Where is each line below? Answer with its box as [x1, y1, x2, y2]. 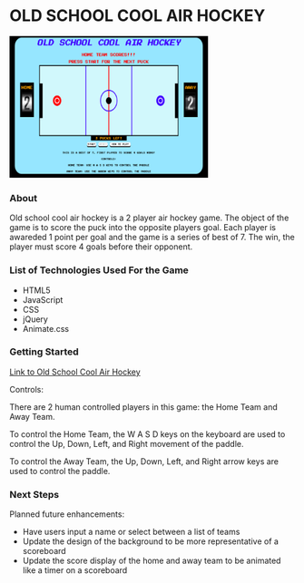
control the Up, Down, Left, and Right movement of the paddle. [9, 438, 244, 449]
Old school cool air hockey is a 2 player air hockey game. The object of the [9, 212, 289, 223]
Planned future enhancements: [9, 509, 125, 520]
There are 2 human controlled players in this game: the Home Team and [9, 401, 279, 413]
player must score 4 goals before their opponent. [9, 241, 193, 252]
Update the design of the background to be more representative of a [22, 536, 279, 547]
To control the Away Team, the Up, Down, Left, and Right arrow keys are [9, 455, 279, 467]
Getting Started [9, 345, 79, 358]
